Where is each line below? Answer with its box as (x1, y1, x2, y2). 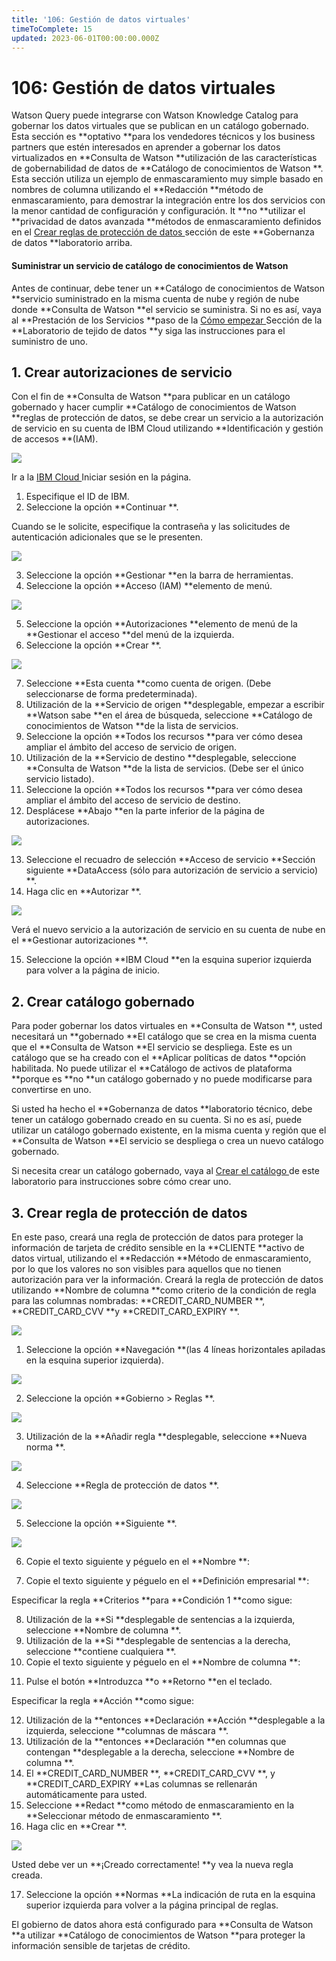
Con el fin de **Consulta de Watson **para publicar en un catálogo (11, 391, 291, 403)
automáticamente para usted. (25, 1788, 148, 1800)
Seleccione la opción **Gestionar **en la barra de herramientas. (25, 569, 294, 581)
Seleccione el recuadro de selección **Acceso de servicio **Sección (25, 854, 316, 866)
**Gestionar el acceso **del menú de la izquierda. (25, 629, 235, 641)
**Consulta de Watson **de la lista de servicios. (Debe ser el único (25, 762, 304, 775)
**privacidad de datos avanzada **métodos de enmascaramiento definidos (11, 216, 322, 228)
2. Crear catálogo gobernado (11, 993, 195, 1010)
